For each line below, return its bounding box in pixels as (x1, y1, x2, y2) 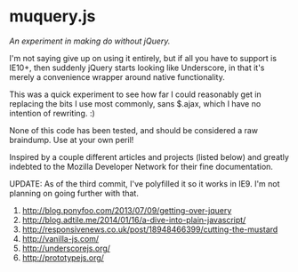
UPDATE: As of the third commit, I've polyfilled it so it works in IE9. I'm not (9, 178, 280, 188)
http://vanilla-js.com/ (21, 233, 100, 244)
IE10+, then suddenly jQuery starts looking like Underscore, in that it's (9, 62, 265, 73)
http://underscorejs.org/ (21, 243, 111, 253)
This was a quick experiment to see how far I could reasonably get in (9, 89, 262, 100)
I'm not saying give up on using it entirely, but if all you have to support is (9, 52, 278, 63)
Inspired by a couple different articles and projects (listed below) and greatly (9, 151, 289, 162)
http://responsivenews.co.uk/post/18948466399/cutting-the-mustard (21, 224, 278, 235)
